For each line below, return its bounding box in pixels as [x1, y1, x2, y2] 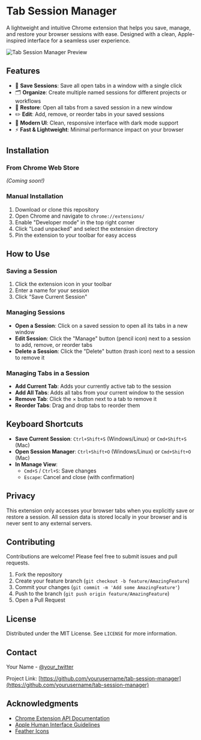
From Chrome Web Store [6, 164, 80, 172]
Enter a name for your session [14, 287, 89, 294]
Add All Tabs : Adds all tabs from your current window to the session [14, 389, 184, 396]
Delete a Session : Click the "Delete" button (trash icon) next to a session [14, 347, 196, 355]
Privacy [6, 491, 36, 501]
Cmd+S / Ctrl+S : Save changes [23, 467, 97, 474]
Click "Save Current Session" [14, 293, 88, 301]
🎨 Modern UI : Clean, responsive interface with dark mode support [14, 119, 179, 126]
